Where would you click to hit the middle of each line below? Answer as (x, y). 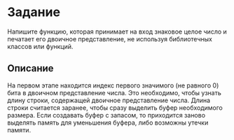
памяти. (19, 129)
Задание (34, 12)
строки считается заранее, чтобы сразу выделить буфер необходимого (115, 107)
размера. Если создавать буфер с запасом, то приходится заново (106, 115)
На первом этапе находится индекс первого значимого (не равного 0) (113, 85)
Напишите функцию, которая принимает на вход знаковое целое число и (117, 31)
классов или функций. (40, 46)
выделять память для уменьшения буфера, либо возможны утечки (108, 122)
